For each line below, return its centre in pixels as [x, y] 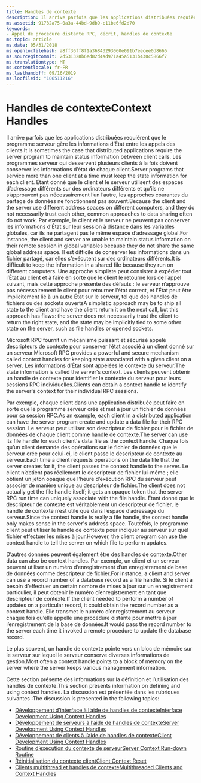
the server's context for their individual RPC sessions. [72, 391]
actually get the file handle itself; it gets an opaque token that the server [95, 492]
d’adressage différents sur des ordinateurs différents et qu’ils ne [85, 189]
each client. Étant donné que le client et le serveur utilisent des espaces [95, 182]
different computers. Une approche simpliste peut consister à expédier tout [99, 271]
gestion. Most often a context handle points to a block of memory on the [95, 661]
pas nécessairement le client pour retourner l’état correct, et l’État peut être [99, 291]
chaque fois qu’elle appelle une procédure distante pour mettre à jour [92, 618]
